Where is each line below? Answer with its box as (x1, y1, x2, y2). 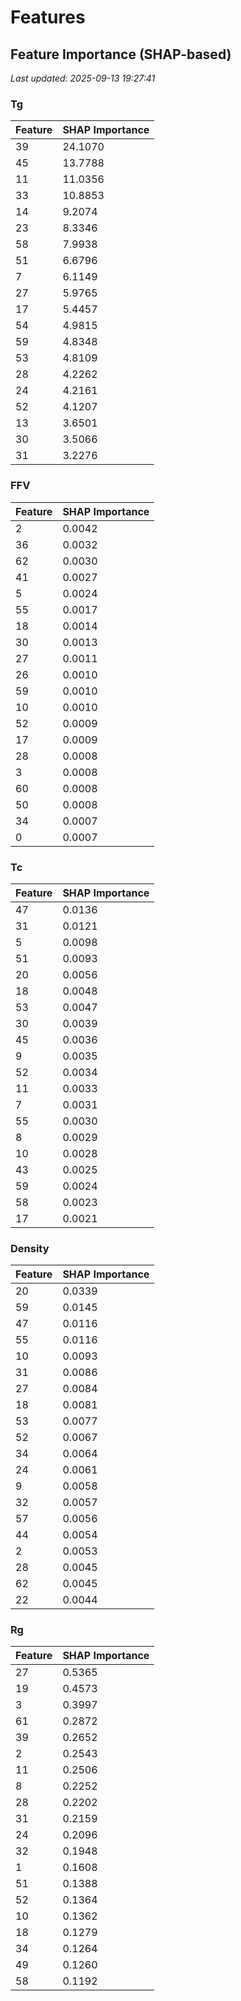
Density (10, 1241, 50, 1255)
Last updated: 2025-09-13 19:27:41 (10, 72, 156, 84)
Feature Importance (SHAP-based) (10, 46, 232, 63)
